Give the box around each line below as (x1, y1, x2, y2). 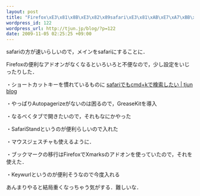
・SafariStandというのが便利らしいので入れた (6, 125, 118, 133)
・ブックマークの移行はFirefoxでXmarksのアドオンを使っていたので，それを (6, 151, 193, 158)
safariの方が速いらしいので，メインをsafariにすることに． (6, 48, 148, 56)
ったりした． (6, 68, 37, 75)
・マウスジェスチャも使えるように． (6, 138, 95, 145)
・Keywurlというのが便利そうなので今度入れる (6, 171, 120, 178)
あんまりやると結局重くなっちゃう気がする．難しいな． (6, 183, 142, 191)
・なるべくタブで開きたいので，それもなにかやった (6, 113, 132, 120)
